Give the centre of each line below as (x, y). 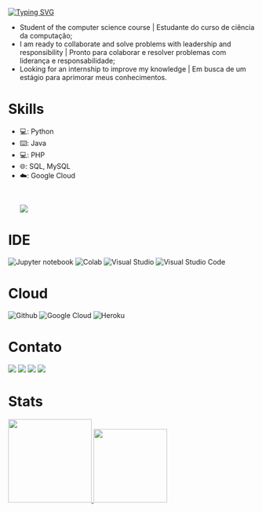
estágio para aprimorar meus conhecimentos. (93, 77)
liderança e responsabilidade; (67, 60)
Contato (35, 347)
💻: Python (36, 131)
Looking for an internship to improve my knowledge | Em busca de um (133, 69)
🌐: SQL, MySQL (45, 166)
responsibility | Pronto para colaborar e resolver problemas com (123, 52)
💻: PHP (32, 155)
